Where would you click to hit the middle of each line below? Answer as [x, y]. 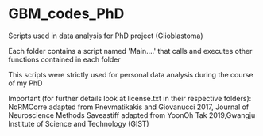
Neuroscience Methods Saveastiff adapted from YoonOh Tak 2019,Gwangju [132, 115]
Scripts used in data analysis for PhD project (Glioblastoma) [106, 36]
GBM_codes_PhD [66, 14]
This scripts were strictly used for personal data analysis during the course [131, 74]
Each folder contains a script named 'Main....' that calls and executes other [130, 51]
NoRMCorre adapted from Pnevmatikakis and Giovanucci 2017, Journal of [129, 107]
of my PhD [25, 83]
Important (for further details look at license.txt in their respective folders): [130, 98]
